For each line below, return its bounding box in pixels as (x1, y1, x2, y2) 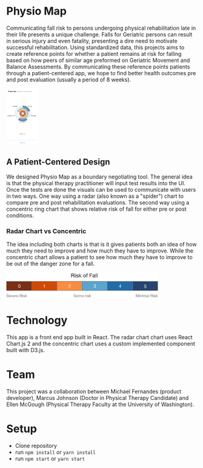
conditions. (6, 211, 35, 219)
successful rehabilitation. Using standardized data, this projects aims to (6, 44, 185, 51)
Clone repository (15, 442, 58, 449)
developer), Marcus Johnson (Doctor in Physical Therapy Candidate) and (6, 394, 189, 401)
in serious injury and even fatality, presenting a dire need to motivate (6, 37, 178, 44)
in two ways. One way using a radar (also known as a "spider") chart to (6, 192, 184, 200)
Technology (6, 314, 68, 327)
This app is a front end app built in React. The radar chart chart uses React (6, 333, 193, 341)
